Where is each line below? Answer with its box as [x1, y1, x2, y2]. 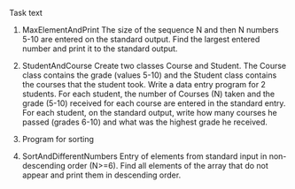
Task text [9, 8, 43, 18]
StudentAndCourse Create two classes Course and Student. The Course [21, 61, 287, 71]
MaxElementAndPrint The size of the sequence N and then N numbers [21, 25, 279, 34]
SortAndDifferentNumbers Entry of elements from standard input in [21, 151, 268, 162]
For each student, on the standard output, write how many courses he [21, 108, 277, 117]
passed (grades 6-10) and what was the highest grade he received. [21, 117, 268, 127]
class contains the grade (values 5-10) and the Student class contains [21, 70, 277, 80]
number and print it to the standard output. [21, 43, 178, 54]
